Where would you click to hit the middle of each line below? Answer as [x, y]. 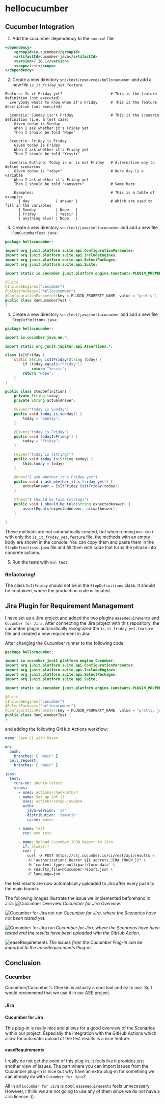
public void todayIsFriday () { [46, 437]
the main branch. [22, 888]
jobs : [11, 774]
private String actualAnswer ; [45, 401]
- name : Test [31, 828]
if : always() [36, 847]
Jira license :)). [20, 1096]
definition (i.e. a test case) [37, 120]
